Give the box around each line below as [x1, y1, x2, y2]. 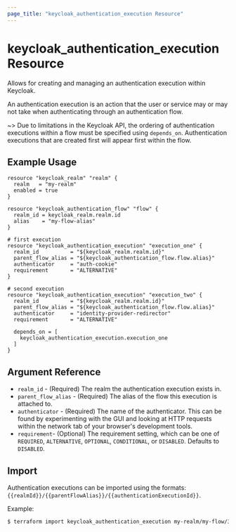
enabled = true [13, 187, 58, 194]
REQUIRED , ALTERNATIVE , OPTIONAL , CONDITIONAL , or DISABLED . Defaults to [17, 437, 220, 446]
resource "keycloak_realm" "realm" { [7, 175, 118, 182]
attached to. [17, 400, 53, 408]
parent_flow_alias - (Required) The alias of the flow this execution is [17, 392, 218, 401]
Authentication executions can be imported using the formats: [7, 484, 186, 492]
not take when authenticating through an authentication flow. [7, 107, 184, 116]
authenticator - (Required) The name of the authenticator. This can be [17, 407, 223, 415]
